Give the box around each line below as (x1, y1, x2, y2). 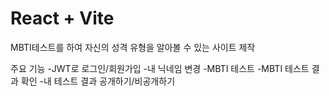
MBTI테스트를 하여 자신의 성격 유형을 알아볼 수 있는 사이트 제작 (10, 41, 256, 53)
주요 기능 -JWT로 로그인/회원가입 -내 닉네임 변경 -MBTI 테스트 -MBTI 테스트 (10, 62, 310, 74)
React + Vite (10, 7, 115, 30)
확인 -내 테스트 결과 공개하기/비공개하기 (20, 75, 176, 87)
